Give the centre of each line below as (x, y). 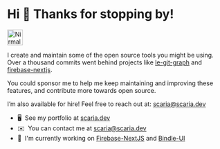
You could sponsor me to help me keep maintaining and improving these (110, 83)
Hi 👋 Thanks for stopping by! (91, 14)
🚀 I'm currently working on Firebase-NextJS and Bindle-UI (101, 138)
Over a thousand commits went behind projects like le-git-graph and (104, 62)
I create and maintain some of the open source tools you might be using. (110, 55)
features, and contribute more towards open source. (82, 90)
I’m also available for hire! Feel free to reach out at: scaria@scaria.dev (107, 104)
